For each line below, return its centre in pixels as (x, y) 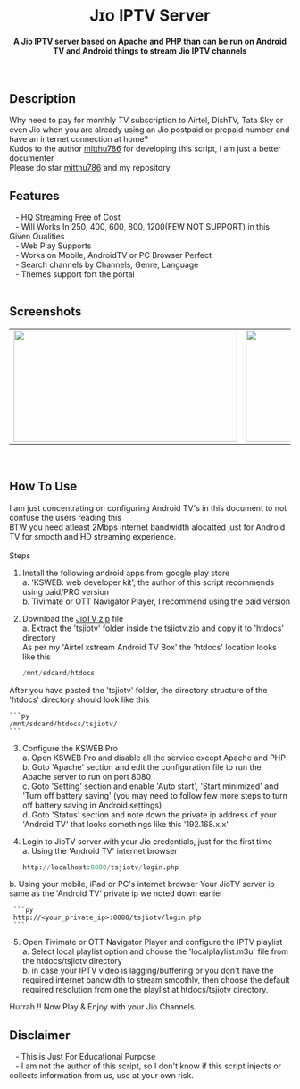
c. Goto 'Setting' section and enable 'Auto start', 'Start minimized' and (150, 786)
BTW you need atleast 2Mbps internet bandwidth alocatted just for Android (147, 527)
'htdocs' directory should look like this (79, 699)
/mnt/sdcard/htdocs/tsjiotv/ (63, 724)
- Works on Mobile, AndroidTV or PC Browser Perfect (113, 255)
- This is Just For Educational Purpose (85, 1057)
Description (42, 99)
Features (34, 196)
